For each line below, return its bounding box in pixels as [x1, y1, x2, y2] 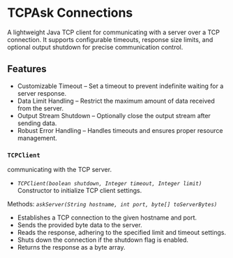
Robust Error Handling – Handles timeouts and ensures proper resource [17, 126, 223, 134]
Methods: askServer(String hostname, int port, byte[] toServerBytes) [7, 200, 218, 208]
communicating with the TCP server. [7, 166, 112, 174]
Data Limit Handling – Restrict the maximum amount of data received [17, 96, 215, 105]
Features [7, 63, 47, 75]
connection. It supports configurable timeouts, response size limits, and [7, 35, 213, 43]
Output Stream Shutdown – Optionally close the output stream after [17, 111, 211, 120]
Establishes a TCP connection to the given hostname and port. [17, 213, 197, 222]
